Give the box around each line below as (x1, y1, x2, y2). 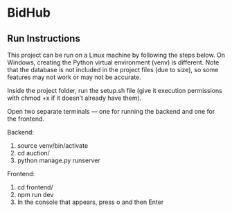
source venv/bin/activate (17, 142, 89, 150)
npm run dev (17, 191, 54, 198)
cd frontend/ (17, 183, 53, 191)
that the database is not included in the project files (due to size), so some (7, 66, 219, 74)
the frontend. (7, 114, 45, 123)
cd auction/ (17, 149, 51, 157)
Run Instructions (7, 33, 81, 44)
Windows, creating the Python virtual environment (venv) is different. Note (7, 58, 220, 67)
